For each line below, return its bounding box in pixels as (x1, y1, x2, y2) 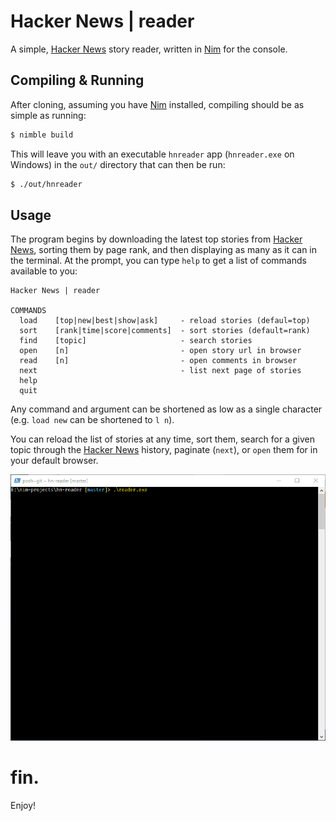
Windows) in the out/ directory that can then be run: (10, 158, 226, 170)
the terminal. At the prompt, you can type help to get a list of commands (10, 255, 307, 267)
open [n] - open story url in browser (19, 346, 302, 356)
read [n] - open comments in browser (19, 356, 298, 366)
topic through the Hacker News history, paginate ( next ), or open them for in (10, 444, 318, 456)
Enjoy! (10, 799, 37, 811)
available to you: (10, 265, 78, 277)
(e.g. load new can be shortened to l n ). (10, 414, 175, 426)
